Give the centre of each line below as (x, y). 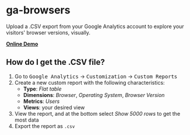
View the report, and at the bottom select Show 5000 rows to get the (97, 113)
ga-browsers (38, 10)
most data (27, 120)
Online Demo (22, 44)
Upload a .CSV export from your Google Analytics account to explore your (95, 26)
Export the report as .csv (44, 126)
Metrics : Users (42, 101)
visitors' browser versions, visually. (48, 32)
